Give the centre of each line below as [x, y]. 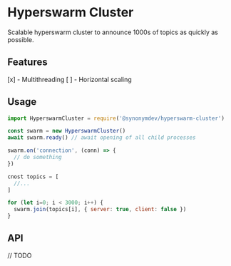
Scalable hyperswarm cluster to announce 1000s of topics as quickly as [113, 32]
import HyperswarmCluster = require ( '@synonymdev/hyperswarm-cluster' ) [116, 118]
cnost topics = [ [33, 177]
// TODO [20, 255]
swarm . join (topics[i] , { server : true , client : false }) [100, 210]
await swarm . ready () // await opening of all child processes [102, 138]
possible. [21, 39]
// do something [38, 158]
